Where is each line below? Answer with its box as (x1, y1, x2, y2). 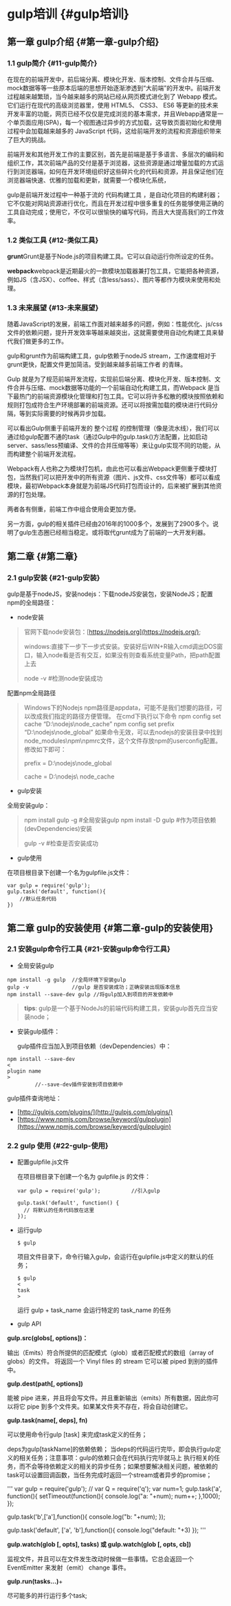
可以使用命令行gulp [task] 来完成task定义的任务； (7, 1430, 148, 1439)
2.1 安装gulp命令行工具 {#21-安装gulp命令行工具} (7, 945, 170, 954)
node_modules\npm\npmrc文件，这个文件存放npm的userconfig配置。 (23, 737, 222, 745)
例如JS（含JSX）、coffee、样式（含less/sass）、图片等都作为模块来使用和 (7, 276, 215, 284)
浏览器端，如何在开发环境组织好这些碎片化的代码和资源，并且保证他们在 (19, 167, 224, 176)
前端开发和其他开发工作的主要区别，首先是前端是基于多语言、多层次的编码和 (7, 150, 224, 158)
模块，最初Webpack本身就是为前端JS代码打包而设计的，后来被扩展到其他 (7, 482, 217, 490)
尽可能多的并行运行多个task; (7, 1592, 87, 1600)
